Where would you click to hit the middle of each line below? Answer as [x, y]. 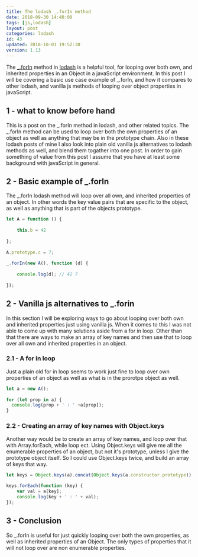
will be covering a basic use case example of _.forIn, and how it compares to [99, 79]
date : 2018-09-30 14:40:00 [39, 17]
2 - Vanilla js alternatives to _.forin [70, 304]
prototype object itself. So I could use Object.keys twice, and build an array [98, 457]
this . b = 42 [31, 231]
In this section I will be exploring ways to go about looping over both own [95, 318]
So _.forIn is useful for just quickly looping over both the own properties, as [98, 535]
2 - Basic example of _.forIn [58, 181]
